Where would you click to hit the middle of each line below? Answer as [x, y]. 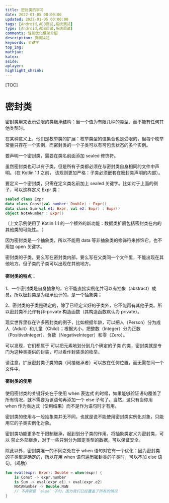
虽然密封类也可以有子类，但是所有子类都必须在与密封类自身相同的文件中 [80, 166]
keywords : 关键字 [22, 43]
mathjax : [14, 52]
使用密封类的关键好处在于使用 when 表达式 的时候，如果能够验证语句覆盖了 [83, 393]
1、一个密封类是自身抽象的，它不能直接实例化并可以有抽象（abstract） [78, 288]
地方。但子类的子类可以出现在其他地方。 [51, 264]
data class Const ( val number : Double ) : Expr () [56, 204]
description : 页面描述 [27, 38]
